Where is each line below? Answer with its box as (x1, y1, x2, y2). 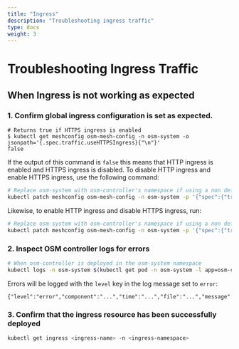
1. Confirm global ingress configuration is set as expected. (7, 110, 213, 120)
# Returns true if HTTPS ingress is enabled (7, 127, 142, 134)
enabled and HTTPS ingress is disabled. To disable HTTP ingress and (7, 165, 211, 174)
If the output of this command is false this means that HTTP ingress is (7, 158, 213, 167)
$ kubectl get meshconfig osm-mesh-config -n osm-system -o (7, 133, 190, 140)
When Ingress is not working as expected (7, 89, 195, 101)
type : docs (7, 24, 40, 31)
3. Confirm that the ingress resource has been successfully (7, 309, 217, 319)
